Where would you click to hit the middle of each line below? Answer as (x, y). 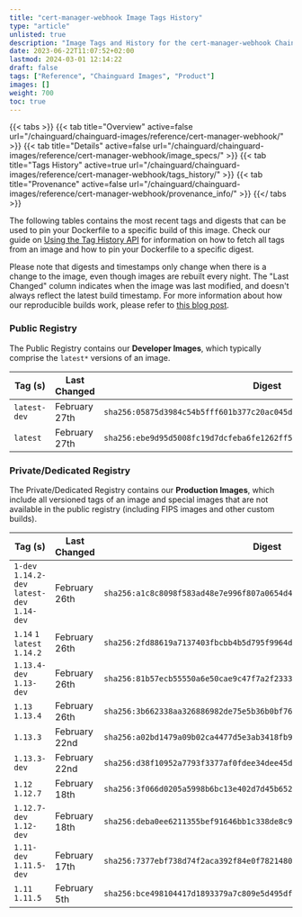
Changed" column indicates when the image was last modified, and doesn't (149, 286)
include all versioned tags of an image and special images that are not (139, 499)
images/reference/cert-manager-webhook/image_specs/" (117, 156)
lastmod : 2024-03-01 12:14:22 (66, 59)
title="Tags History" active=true (68, 165)
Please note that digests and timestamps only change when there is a (138, 267)
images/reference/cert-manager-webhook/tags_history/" (115, 175)
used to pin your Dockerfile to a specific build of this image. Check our (140, 230)
